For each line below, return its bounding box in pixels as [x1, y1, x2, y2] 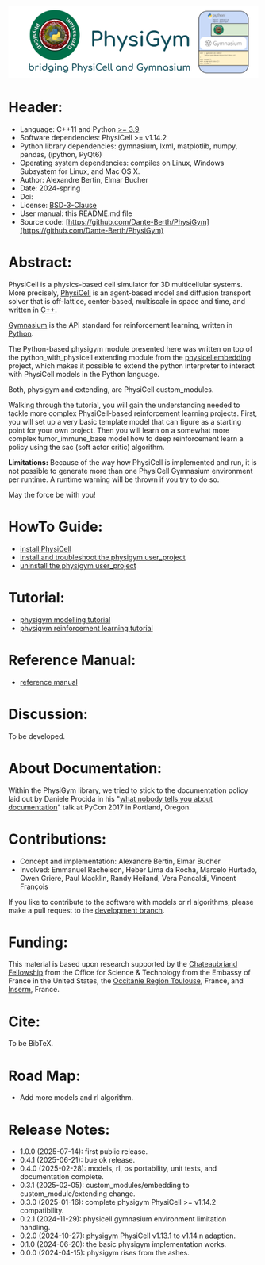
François [19, 882, 49, 891]
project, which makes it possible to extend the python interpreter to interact [8, 360, 255, 371]
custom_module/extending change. [19, 1189, 136, 1198]
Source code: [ [19, 217, 69, 226]
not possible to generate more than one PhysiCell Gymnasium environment [8, 466, 253, 475]
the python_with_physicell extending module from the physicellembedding [8, 352, 252, 362]
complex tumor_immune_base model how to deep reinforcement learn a [8, 433, 244, 443]
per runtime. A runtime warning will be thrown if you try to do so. [8, 475, 220, 484]
